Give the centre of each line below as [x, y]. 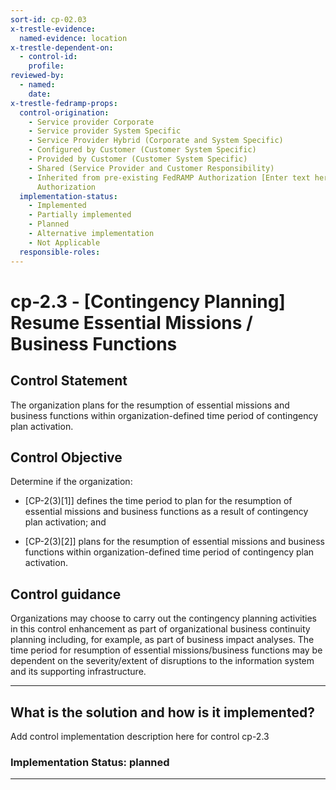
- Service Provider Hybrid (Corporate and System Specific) [156, 141]
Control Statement [69, 381]
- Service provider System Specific [105, 131]
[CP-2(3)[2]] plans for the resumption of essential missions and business [174, 542]
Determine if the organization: [71, 482]
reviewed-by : [37, 76]
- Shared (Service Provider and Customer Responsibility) [151, 168]
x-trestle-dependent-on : [62, 47]
